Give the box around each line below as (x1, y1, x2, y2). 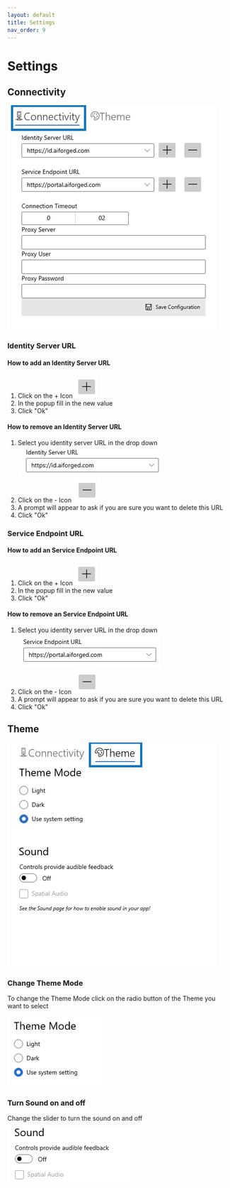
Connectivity (7, 86, 66, 98)
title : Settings (7, 18, 55, 26)
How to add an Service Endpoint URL (7, 546, 117, 555)
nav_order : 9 (7, 26, 46, 33)
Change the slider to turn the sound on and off (7, 1114, 143, 1123)
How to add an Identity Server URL (7, 359, 111, 367)
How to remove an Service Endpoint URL (7, 610, 129, 618)
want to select (7, 1002, 49, 1010)
